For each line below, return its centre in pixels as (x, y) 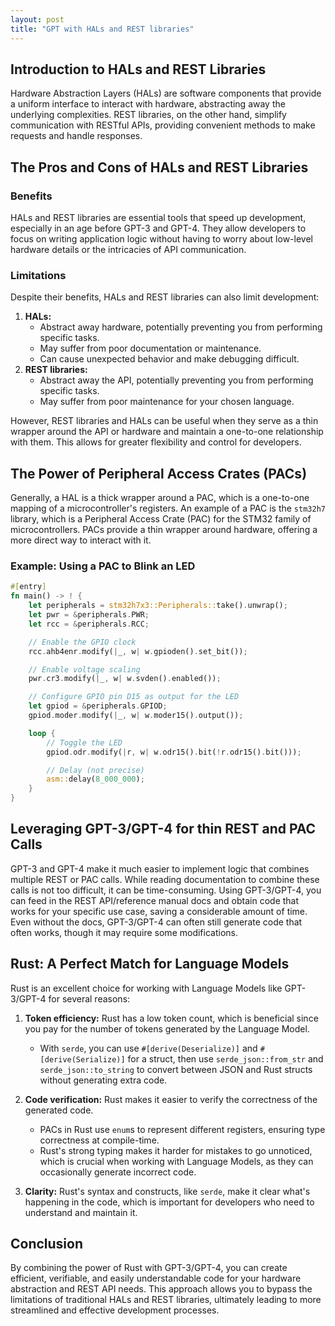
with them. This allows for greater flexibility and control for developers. (156, 442)
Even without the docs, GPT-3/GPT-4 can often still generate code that (156, 922)
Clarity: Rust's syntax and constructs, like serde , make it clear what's (167, 1191)
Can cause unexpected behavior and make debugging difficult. (169, 359)
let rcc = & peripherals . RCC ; (89, 624)
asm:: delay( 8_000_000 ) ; (95, 779)
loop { (42, 733)
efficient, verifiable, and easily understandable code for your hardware (156, 1278)
